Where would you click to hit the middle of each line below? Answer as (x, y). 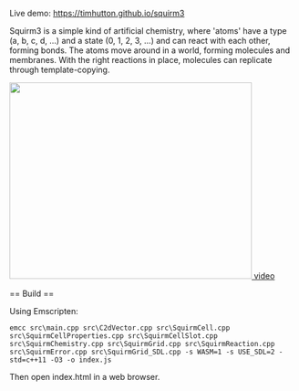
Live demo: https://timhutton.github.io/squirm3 (97, 13)
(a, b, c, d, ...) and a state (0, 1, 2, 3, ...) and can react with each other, (140, 41)
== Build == (32, 293)
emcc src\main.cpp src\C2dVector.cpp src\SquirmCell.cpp (120, 328)
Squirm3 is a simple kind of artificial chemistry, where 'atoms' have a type (148, 31)
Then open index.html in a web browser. (85, 377)
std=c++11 (28, 360)
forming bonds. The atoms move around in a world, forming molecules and (150, 50)
